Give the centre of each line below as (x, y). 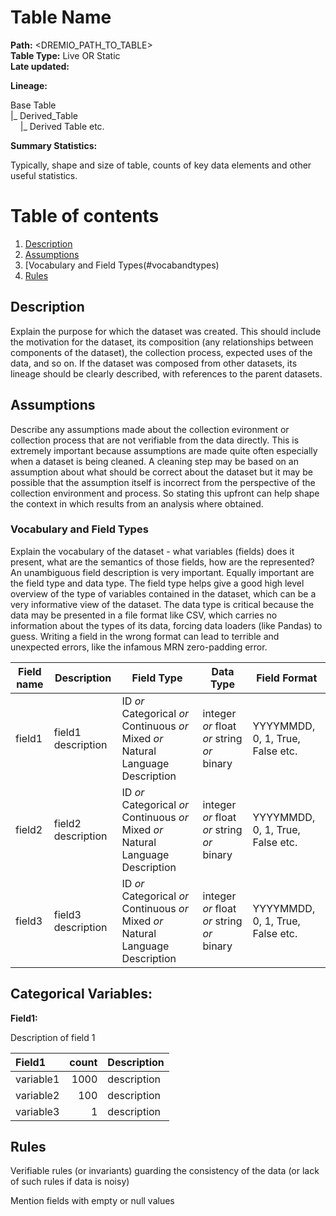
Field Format (287, 678)
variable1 (37, 1079)
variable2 (37, 1095)
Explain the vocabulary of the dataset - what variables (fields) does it (152, 551)
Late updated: (40, 66)
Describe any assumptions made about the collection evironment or (150, 429)
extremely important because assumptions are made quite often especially (164, 450)
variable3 (37, 1111)
